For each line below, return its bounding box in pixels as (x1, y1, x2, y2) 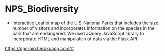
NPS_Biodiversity (5, 3, 79, 15)
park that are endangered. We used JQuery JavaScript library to (12, 30, 144, 36)
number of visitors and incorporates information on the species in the (12, 25, 155, 31)
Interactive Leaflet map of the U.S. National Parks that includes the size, (12, 20, 160, 26)
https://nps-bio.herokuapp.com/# (5, 45, 74, 51)
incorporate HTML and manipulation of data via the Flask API (12, 36, 138, 42)
